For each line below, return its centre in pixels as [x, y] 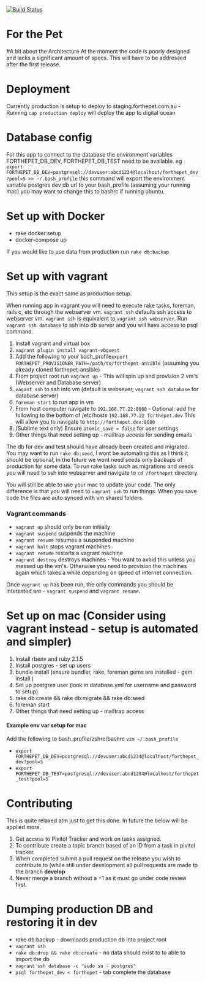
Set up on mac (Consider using [86, 616]
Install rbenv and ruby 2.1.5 [49, 659]
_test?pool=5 [32, 779]
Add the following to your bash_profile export [72, 356]
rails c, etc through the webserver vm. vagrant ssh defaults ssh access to [99, 312]
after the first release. [34, 64]
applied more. [24, 827]
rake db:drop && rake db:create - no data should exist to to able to [100, 953]
